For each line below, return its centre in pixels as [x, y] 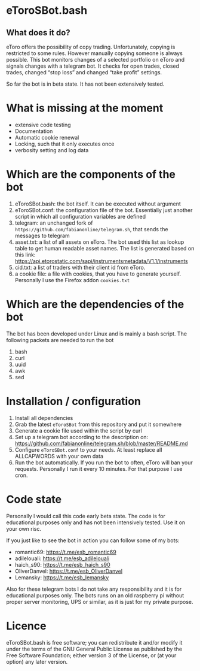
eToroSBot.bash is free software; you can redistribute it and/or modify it [94, 642]
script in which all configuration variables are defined [80, 216]
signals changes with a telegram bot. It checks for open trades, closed [93, 66]
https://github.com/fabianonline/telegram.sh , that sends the [91, 229]
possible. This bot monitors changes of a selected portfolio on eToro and [96, 60]
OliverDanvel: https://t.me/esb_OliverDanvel [69, 571]
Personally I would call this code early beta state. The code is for [86, 516]
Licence [26, 626]
